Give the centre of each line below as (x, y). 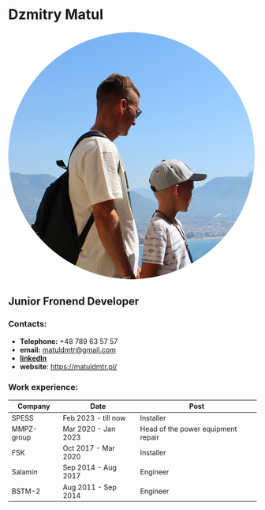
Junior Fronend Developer (74, 302)
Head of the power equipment (188, 429)
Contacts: (28, 324)
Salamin (24, 471)
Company (34, 406)
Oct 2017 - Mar (89, 448)
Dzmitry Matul (56, 15)
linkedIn (33, 358)
